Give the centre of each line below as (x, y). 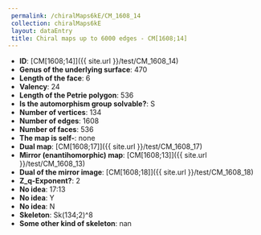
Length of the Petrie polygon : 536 (76, 95)
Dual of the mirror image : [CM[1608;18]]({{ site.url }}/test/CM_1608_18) (136, 172)
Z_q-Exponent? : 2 (50, 181)
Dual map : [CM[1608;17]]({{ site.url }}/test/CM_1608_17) (110, 146)
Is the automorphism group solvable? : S (87, 104)
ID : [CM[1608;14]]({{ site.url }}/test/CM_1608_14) (99, 61)
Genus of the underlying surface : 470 (83, 70)
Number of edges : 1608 (59, 121)
